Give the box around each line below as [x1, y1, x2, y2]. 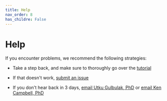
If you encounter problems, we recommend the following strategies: [5, 55, 147, 61]
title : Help [5, 7, 30, 13]
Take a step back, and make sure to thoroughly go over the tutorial [12, 65, 152, 71]
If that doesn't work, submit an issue [12, 75, 89, 81]
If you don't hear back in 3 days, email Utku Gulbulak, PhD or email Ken [12, 84, 162, 91]
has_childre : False [5, 17, 47, 22]
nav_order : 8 [5, 12, 33, 17]
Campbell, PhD [12, 90, 44, 96]
